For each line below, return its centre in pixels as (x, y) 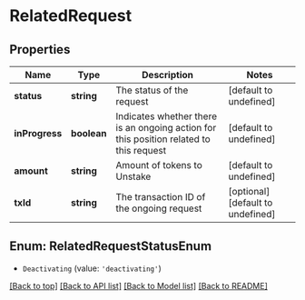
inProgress (38, 133)
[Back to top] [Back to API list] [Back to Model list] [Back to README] (138, 285)
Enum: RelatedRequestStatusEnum (110, 246)
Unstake (133, 176)
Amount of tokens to (159, 165)
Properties (40, 50)
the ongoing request (159, 208)
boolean (89, 133)
